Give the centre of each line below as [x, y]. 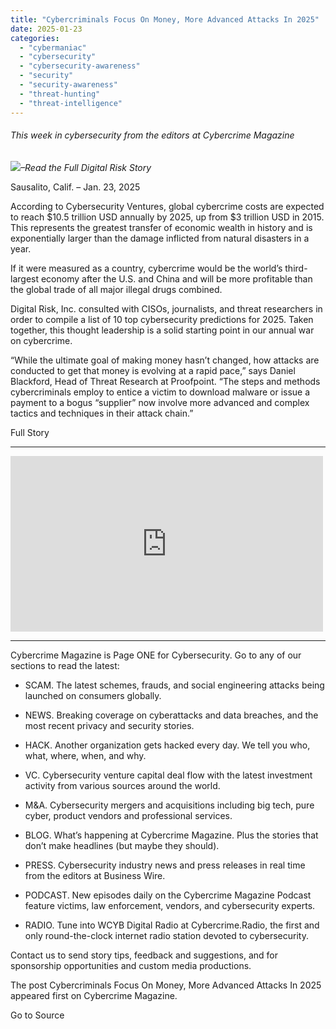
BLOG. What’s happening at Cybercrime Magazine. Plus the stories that [171, 835]
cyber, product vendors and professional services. [128, 815]
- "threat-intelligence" [71, 103]
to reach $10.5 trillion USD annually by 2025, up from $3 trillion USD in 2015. [167, 217]
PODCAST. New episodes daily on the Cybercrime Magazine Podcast [168, 895]
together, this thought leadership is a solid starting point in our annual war [162, 330]
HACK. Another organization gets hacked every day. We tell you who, [167, 745]
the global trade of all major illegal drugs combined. [116, 289]
